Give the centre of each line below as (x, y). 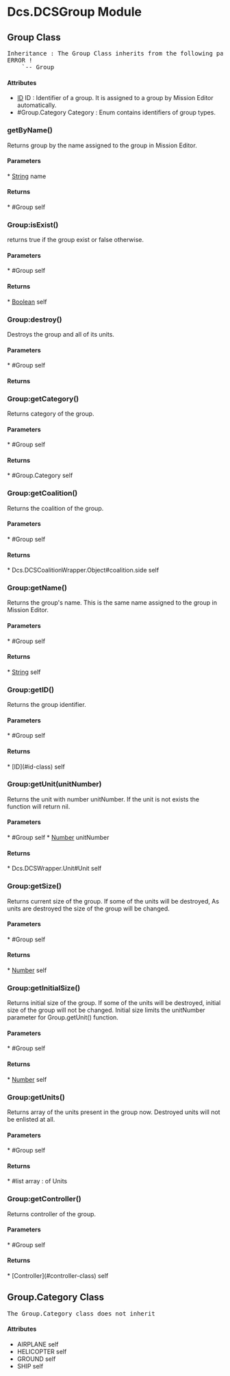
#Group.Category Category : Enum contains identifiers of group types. (116, 112)
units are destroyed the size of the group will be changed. (88, 908)
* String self (24, 672)
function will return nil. (39, 806)
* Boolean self (27, 302)
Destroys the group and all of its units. (61, 334)
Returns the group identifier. (47, 705)
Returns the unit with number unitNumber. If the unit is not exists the (103, 799)
